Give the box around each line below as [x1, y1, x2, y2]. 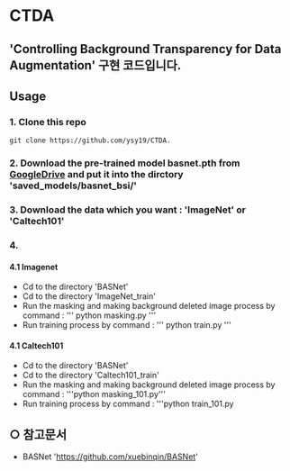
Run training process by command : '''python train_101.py [22, 398, 234, 410]
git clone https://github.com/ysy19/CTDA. [9, 136, 171, 145]
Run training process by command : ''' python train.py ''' [22, 320, 231, 331]
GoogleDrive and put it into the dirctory [9, 168, 184, 181]
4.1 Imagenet [9, 261, 59, 272]
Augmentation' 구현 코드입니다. [9, 58, 182, 73]
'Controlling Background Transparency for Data [9, 41, 282, 57]
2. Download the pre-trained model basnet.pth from [9, 157, 240, 169]
